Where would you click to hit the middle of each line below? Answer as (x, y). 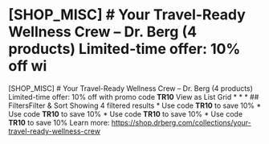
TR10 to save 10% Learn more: (59, 122)
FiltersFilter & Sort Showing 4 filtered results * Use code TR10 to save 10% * (135, 105)
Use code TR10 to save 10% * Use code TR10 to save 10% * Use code (126, 113)
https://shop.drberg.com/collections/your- (181, 122)
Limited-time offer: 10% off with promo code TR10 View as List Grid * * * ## (134, 97)
